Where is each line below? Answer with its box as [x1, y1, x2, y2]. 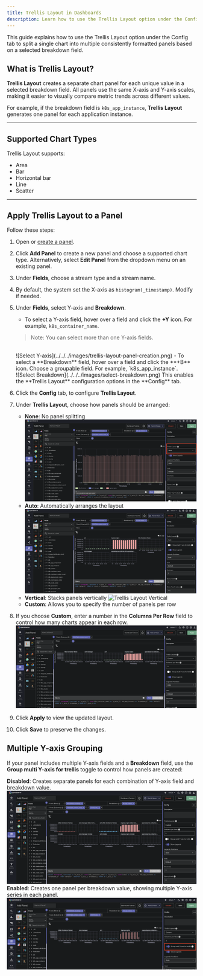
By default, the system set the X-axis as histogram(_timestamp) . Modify [15, 285, 193, 293]
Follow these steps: [7, 226, 55, 234]
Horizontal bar [15, 174, 52, 182]
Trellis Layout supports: [7, 150, 65, 157]
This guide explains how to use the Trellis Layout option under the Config [7, 33, 189, 40]
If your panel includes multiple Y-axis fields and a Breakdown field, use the [7, 759, 193, 767]
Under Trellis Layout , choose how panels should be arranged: [15, 401, 170, 408]
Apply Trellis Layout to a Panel [7, 210, 123, 220]
